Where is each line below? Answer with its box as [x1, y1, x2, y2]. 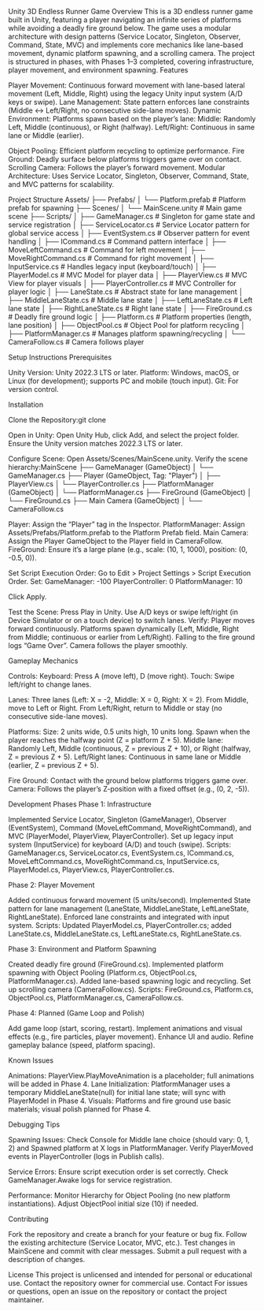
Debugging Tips [8, 1119, 60, 1129]
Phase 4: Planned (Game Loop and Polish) [8, 1008, 145, 1018]
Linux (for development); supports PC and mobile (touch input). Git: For [8, 376, 239, 385]
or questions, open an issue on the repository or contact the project [8, 1287, 227, 1296]
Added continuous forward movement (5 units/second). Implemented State [8, 896, 251, 905]
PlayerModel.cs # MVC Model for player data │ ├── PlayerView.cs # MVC [8, 270, 247, 279]
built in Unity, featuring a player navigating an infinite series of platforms [8, 15, 242, 24]
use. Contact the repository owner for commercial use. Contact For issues [8, 1279, 248, 1287]
